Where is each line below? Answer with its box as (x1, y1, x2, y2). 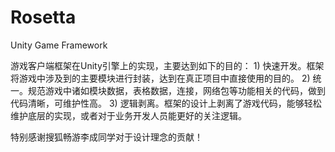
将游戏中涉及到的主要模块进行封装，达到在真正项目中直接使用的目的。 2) (10, 72, 311, 84)
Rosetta (10, 6, 77, 29)
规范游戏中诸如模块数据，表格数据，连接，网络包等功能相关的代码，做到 (27, 84, 326, 96)
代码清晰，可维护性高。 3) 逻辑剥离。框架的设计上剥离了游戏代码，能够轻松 (10, 97, 322, 109)
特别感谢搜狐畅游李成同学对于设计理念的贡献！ (10, 131, 203, 143)
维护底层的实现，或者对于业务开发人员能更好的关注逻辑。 (10, 109, 247, 121)
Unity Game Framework (10, 39, 108, 51)
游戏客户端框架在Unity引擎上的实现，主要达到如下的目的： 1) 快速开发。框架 (10, 59, 325, 71)
